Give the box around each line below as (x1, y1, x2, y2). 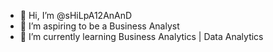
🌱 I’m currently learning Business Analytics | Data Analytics (19, 31, 264, 42)
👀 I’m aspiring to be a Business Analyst (19, 20, 180, 32)
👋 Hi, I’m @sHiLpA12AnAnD (19, 10, 133, 21)
